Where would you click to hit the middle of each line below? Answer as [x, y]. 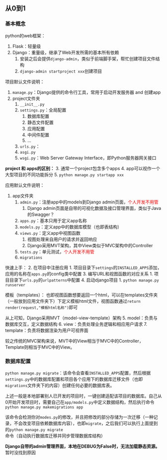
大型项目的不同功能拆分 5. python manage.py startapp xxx [65, 175]
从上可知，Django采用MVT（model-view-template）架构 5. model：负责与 [82, 318]
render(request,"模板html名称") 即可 [42, 307]
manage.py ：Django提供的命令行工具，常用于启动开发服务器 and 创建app [86, 92]
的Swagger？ [41, 214]
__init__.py [32, 104]
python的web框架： [25, 35]
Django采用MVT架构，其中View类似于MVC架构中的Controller [90, 245]
